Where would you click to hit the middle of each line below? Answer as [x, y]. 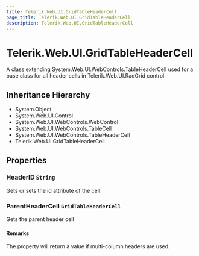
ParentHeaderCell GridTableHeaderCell [64, 206]
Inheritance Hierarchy [48, 95]
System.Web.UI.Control [44, 116]
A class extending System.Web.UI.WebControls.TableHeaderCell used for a [100, 69]
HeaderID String [31, 177]
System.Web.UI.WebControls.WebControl [67, 122]
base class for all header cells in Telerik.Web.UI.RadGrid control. [86, 76]
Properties [27, 160]
